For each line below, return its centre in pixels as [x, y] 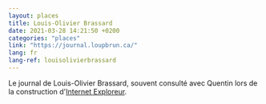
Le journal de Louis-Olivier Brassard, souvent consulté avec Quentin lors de [133, 83]
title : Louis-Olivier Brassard [60, 23]
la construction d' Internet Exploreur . [68, 91]
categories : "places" [44, 38]
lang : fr [23, 53]
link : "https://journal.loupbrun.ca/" [73, 46]
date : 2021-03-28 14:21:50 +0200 [64, 30]
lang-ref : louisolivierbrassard [62, 61]
